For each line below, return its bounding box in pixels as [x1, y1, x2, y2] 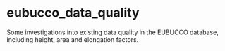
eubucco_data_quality [6, 5, 140, 21]
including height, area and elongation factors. [6, 35, 139, 43]
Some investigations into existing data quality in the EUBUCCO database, [6, 28, 219, 36]
